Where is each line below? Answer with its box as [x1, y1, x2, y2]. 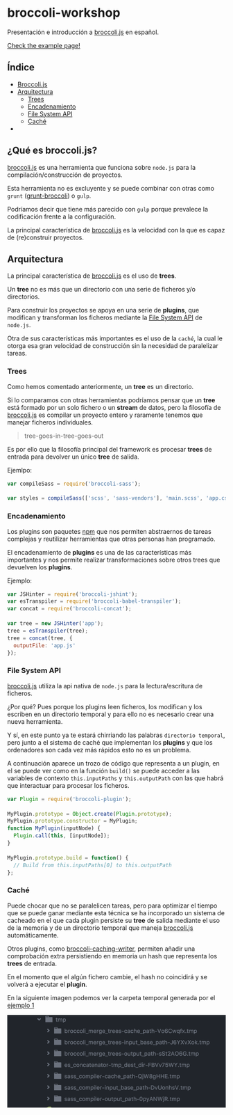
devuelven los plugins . [7, 562, 73, 571]
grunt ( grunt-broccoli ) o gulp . [7, 191, 92, 200]
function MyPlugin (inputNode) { [7, 825, 101, 832]
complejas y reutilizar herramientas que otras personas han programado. [7, 535, 216, 543]
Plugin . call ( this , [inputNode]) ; [13, 832, 110, 839]
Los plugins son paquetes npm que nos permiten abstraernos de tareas [7, 527, 212, 535]
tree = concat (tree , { [7, 635, 73, 642]
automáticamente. [7, 931, 59, 939]
